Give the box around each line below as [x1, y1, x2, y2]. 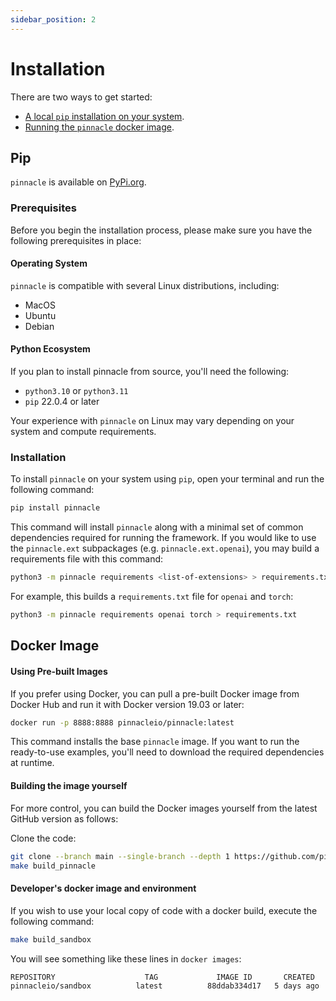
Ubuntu [24, 309, 57, 321]
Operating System [10, 257, 88, 270]
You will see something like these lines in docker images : [10, 952, 242, 965]
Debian [24, 320, 55, 332]
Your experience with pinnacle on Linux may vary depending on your [10, 415, 295, 427]
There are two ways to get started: [10, 91, 153, 103]
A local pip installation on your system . [24, 110, 185, 122]
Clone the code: [10, 832, 77, 844]
